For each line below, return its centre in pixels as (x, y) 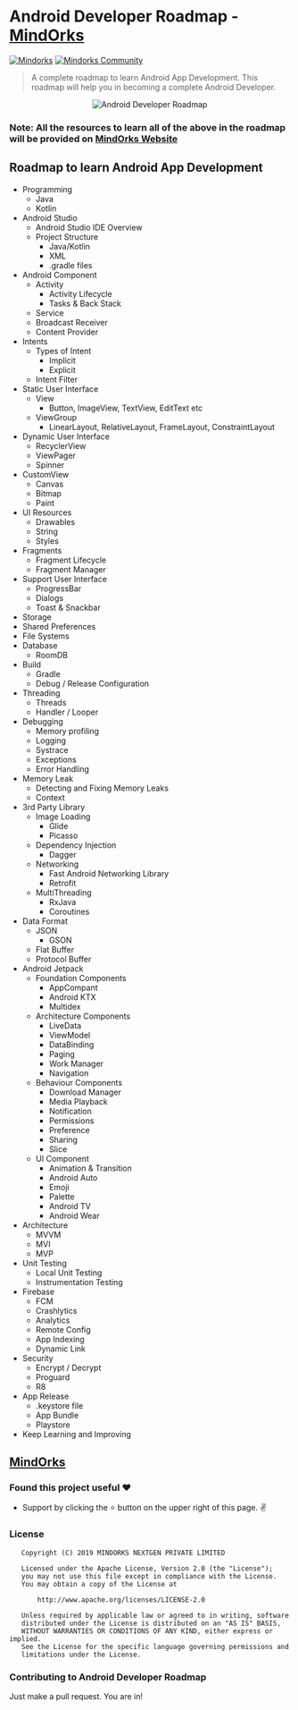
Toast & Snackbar (68, 607)
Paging (62, 1054)
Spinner (50, 465)
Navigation (69, 1073)
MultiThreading (63, 893)
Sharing (63, 1139)
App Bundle (57, 1415)
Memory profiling (67, 731)
